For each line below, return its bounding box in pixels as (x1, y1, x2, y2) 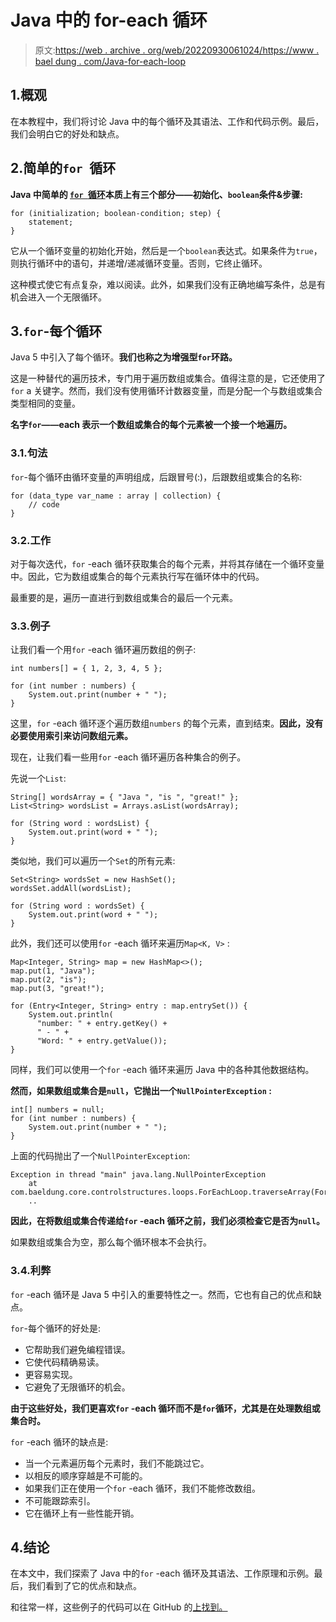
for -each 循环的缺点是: (10, 1436, 109, 1448)
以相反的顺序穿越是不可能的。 (24, 1469, 148, 1481)
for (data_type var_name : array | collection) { (10, 491, 222, 501)
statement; (28, 217, 74, 227)
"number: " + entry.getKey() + (36, 1019, 168, 1029)
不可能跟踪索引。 (24, 1494, 96, 1506)
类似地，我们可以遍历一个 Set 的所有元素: (10, 855, 176, 867)
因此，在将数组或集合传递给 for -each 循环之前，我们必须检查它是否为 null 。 (10, 1215, 325, 1227)
